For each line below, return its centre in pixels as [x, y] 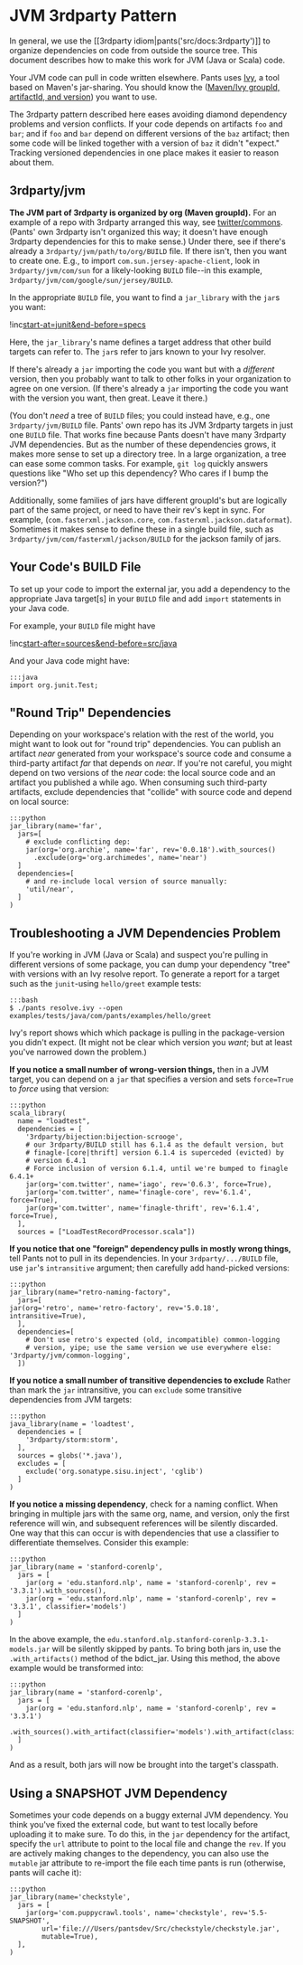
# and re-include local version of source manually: [127, 882]
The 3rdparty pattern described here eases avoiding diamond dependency [148, 114]
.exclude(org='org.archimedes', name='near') [120, 858]
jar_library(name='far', [56, 827]
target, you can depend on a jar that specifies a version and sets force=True [151, 1079]
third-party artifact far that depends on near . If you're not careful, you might [151, 763]
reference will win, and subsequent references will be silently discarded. [144, 1524]
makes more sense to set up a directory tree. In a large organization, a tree [148, 454]
